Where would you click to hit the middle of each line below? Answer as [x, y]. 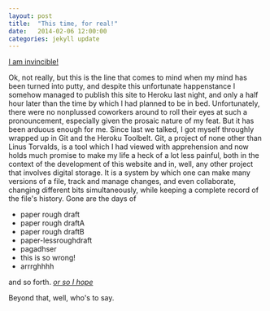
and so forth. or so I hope [51, 283]
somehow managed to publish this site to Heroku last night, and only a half [133, 95]
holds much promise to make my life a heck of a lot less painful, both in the [134, 155]
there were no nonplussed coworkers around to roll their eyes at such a [128, 112]
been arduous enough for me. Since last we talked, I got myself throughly [131, 129]
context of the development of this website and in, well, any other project [131, 164]
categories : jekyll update [54, 39]
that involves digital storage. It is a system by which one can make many [129, 173]
